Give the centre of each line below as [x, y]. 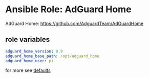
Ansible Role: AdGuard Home [68, 9]
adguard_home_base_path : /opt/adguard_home [52, 56]
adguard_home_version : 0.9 [34, 51]
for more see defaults [28, 70]
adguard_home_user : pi [29, 61]
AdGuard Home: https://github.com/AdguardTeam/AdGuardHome [74, 23]
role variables [28, 40]
